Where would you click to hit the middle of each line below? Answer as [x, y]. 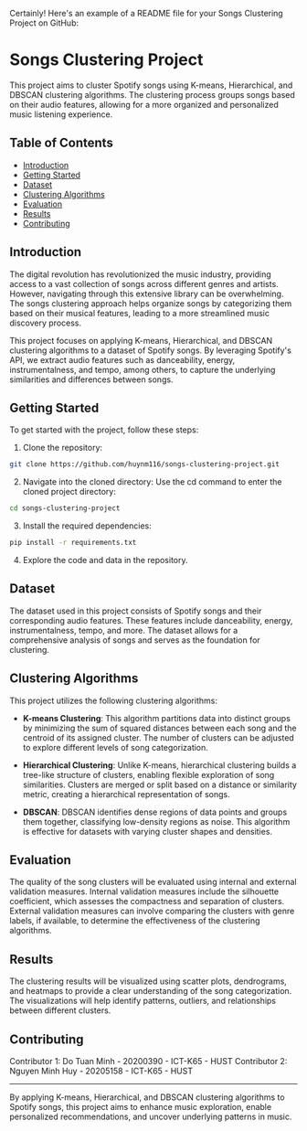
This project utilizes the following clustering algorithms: [113, 700]
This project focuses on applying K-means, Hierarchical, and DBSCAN [141, 340]
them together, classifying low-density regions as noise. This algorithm [156, 821]
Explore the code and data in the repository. [106, 560]
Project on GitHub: [44, 23]
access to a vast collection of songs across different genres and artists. [144, 283]
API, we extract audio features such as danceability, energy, [122, 359]
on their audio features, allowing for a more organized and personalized [144, 104]
